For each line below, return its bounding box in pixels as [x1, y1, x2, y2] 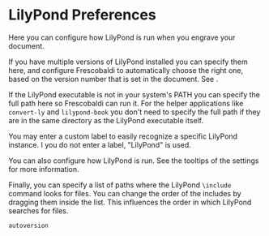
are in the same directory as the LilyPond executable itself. [8, 115, 204, 125]
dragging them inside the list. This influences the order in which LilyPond [8, 197, 252, 207]
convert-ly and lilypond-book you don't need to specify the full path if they [8, 107, 261, 117]
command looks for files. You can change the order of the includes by [8, 188, 241, 198]
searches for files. [8, 205, 69, 216]
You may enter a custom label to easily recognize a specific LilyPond [8, 131, 237, 141]
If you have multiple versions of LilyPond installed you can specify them [8, 57, 249, 67]
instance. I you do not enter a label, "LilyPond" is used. [8, 139, 192, 149]
